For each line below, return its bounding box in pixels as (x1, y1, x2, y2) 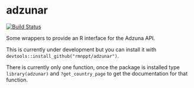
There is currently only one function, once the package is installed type (6, 63, 180, 71)
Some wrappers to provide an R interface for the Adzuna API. (6, 34, 156, 41)
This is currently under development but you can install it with (6, 45, 157, 53)
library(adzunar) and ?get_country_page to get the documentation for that (6, 70, 188, 77)
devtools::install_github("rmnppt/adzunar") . (6, 52, 119, 59)
